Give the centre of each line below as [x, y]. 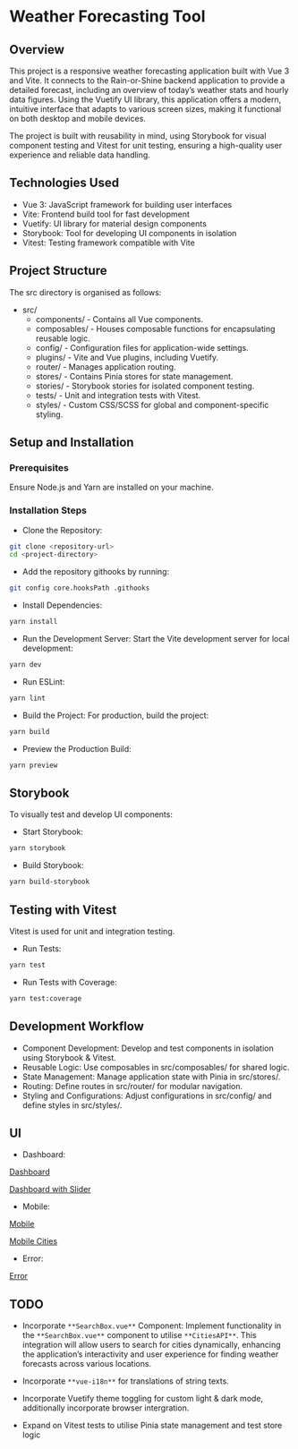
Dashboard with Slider [50, 1189]
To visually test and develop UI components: [91, 814]
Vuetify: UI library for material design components [115, 223]
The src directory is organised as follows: [85, 292]
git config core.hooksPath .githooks [80, 588]
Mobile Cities [34, 1241]
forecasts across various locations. [87, 1364]
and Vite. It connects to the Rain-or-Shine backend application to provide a [147, 81]
